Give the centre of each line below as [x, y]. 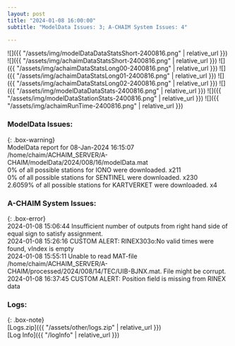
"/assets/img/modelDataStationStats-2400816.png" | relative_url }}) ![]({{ [113, 98]
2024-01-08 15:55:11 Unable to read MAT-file [72, 256]
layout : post [26, 14]
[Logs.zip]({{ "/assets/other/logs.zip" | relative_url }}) [84, 328]
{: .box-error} [26, 218]
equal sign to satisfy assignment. [55, 233]
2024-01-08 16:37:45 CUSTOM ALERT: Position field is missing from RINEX [117, 278]
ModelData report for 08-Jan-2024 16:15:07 [71, 147]
